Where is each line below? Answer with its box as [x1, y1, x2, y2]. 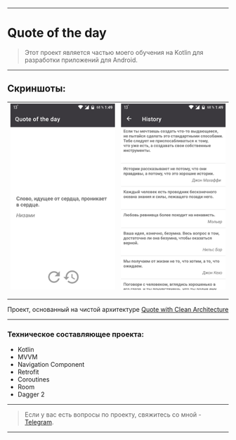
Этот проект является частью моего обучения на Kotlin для [24, 48, 204, 56]
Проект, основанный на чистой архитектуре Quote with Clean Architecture [7, 305, 229, 313]
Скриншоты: [7, 82, 66, 95]
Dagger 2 [17, 390, 45, 398]
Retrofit [17, 367, 39, 377]
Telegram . [24, 418, 54, 427]
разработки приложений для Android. [24, 56, 138, 64]
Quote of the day [7, 25, 107, 41]
